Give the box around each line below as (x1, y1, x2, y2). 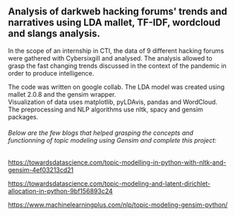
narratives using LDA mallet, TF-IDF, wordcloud (8, 17, 221, 29)
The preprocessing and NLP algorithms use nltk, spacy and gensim (8, 105, 203, 114)
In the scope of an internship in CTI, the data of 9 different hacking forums (8, 46, 224, 55)
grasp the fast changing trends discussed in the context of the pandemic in (8, 61, 227, 70)
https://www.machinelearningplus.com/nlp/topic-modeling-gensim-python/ (8, 200, 228, 209)
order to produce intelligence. (8, 68, 95, 77)
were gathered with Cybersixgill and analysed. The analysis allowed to (8, 54, 212, 62)
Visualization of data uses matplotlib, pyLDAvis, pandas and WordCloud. (8, 97, 218, 106)
